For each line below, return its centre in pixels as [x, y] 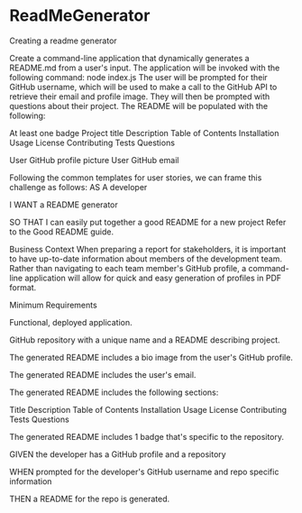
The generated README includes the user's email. [103, 374]
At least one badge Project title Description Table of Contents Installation [144, 133]
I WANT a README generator [64, 205]
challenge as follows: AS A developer [78, 187]
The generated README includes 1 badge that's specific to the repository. [147, 436]
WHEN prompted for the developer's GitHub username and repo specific [144, 472]
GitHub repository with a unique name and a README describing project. [145, 340]
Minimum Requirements [53, 305]
